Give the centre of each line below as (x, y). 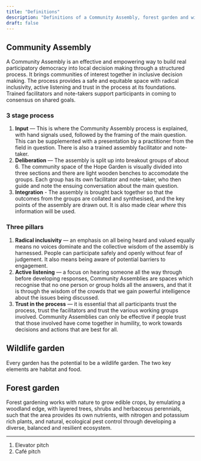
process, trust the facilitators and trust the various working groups (96, 310)
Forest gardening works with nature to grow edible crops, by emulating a (96, 402)
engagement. (31, 265)
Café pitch (28, 451)
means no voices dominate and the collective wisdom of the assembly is (104, 246)
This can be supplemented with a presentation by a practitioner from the (104, 141)
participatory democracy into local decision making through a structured (95, 68)
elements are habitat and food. (44, 369)
